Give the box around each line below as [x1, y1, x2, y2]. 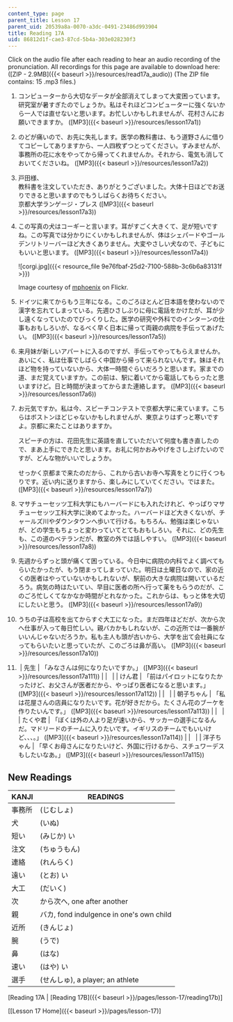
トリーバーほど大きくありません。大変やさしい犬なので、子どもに [36, 240, 225, 248]
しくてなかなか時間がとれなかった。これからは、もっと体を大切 [42, 592, 225, 600]
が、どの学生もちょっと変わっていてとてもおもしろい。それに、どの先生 [17, 526, 225, 534]
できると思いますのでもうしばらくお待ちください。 [24, 191, 171, 199]
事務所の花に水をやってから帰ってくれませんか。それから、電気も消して [17, 151, 225, 159]
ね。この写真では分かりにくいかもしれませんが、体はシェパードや [17, 231, 207, 239]
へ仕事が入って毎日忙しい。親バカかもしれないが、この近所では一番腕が [17, 624, 225, 632]
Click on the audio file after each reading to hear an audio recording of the [8, 55, 221, 63]
